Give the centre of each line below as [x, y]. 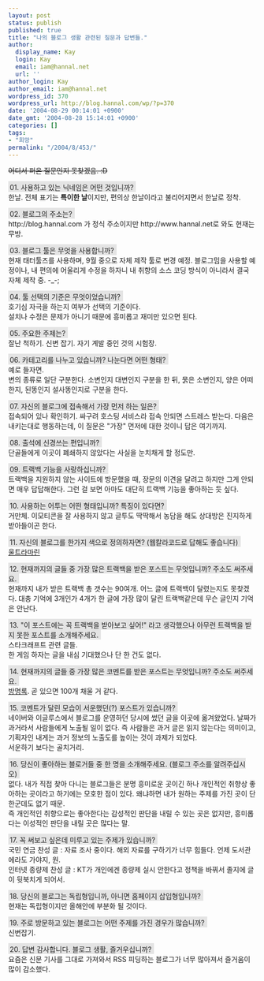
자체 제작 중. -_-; [34, 280]
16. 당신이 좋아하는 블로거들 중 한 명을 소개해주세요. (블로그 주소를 [111, 764]
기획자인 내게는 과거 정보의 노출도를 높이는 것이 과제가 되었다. [103, 737]
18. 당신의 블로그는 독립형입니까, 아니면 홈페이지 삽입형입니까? [105, 897]
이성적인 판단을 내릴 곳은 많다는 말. [76, 823]
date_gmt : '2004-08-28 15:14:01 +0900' [74, 118]
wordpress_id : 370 [38, 96]
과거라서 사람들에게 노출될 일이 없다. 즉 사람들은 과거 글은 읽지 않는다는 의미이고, [132, 728]
